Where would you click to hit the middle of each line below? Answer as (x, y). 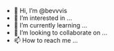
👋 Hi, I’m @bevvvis (40, 11)
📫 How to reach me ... (46, 40)
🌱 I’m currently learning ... (50, 25)
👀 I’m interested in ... (43, 18)
